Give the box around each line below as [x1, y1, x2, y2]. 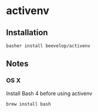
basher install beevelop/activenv [6, 43, 91, 49]
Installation [6, 28, 48, 38]
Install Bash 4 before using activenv [6, 90, 93, 97]
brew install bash [6, 101, 51, 107]
